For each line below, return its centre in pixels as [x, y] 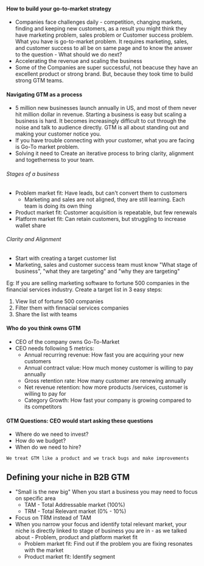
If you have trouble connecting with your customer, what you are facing [105, 140]
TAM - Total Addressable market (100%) [75, 505]
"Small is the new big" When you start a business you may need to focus [106, 492]
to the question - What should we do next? [69, 54]
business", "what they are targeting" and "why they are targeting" [97, 271]
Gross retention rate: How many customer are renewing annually [105, 381]
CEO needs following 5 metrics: [55, 349]
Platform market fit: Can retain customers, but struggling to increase [100, 219]
